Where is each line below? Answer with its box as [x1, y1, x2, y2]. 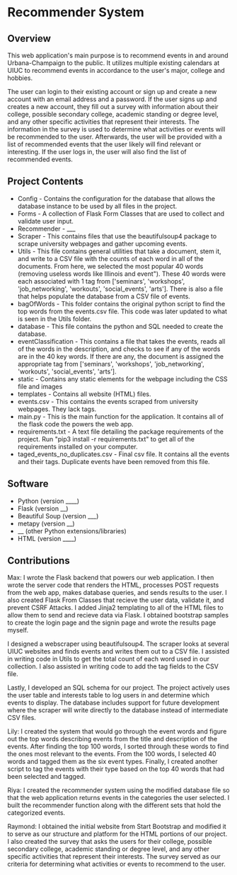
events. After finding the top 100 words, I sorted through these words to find [7, 742, 229, 751]
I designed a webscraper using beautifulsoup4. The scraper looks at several [7, 639, 229, 648]
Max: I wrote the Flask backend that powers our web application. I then [7, 574, 214, 582]
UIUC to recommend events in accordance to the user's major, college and [7, 66, 225, 74]
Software [7, 478, 49, 490]
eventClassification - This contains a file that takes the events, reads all [17, 337, 226, 345]
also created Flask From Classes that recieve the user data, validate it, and [7, 596, 224, 605]
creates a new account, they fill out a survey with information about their [7, 103, 219, 110]
